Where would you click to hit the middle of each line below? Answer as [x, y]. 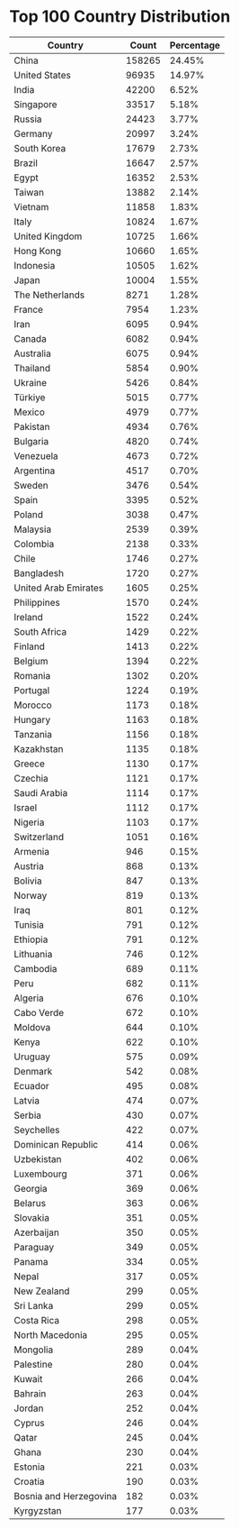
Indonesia [35, 265]
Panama [31, 1261]
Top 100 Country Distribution [120, 17]
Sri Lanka [34, 1305]
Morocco [33, 705]
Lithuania [33, 954]
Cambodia [35, 968]
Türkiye [30, 397]
